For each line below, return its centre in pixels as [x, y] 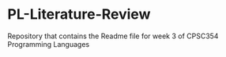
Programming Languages [49, 44]
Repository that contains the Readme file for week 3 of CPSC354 [113, 36]
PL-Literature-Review [79, 14]
